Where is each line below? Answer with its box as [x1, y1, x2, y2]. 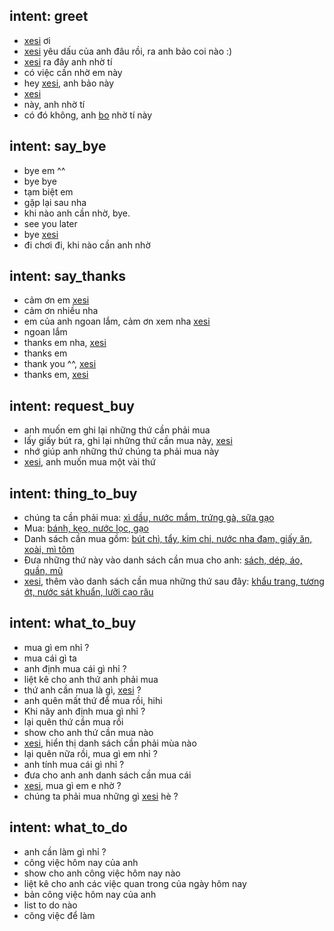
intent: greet [9, 8, 89, 25]
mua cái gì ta [23, 652, 77, 664]
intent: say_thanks [9, 268, 127, 285]
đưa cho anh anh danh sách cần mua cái [23, 769, 192, 781]
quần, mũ [23, 565, 64, 577]
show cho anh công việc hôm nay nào [23, 867, 181, 879]
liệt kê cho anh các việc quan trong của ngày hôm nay [23, 877, 247, 889]
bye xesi [23, 228, 59, 240]
